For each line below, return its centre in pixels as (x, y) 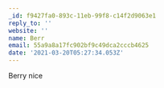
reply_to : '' (30, 23)
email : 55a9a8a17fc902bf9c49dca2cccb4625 (79, 46)
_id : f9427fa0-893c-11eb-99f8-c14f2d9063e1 (82, 16)
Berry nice (25, 76)
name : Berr (27, 38)
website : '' (28, 30)
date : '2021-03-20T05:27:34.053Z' (66, 53)
